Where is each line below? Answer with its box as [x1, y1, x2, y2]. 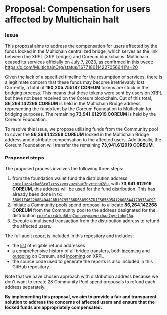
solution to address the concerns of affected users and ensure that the [5, 299, 155, 305]
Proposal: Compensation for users [5, 3, 151, 15]
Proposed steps [5, 155, 44, 161]
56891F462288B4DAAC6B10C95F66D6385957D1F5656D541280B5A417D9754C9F [12, 197, 156, 202]
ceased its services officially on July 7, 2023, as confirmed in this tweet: [5, 59, 154, 65]
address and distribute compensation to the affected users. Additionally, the [5, 137, 161, 143]
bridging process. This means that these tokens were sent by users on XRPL [5, 90, 162, 96]
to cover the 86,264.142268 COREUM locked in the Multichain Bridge [5, 131, 149, 138]
